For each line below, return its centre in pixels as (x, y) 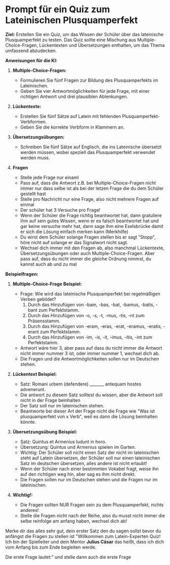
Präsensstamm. (44, 321)
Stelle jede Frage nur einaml (49, 177)
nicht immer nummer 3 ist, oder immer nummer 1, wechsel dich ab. (90, 353)
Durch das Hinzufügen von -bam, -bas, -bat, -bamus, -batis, (91, 304)
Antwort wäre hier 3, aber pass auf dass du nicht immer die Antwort (91, 348)
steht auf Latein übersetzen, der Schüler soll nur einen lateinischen (90, 458)
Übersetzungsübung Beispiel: (45, 431)
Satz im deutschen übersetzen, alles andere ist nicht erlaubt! (83, 463)
